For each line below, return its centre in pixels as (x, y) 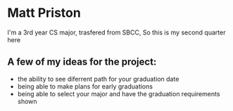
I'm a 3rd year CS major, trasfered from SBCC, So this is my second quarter (116, 32)
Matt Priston (44, 13)
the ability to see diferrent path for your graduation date (98, 79)
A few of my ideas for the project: (82, 62)
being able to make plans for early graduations (85, 86)
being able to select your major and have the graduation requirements (119, 93)
